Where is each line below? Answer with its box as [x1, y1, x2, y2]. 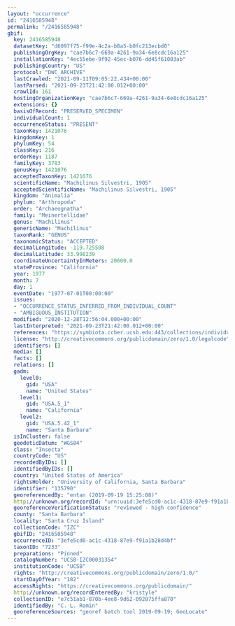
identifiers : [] [13, 342, 61, 349]
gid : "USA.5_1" [25, 400, 71, 408]
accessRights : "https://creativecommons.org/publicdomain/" [13, 582, 192, 590]
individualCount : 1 [13, 114, 71, 121]
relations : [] [13, 362, 55, 369]
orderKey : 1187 [13, 153, 58, 161]
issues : [13, 297, 36, 304]
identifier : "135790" [13, 485, 77, 492]
